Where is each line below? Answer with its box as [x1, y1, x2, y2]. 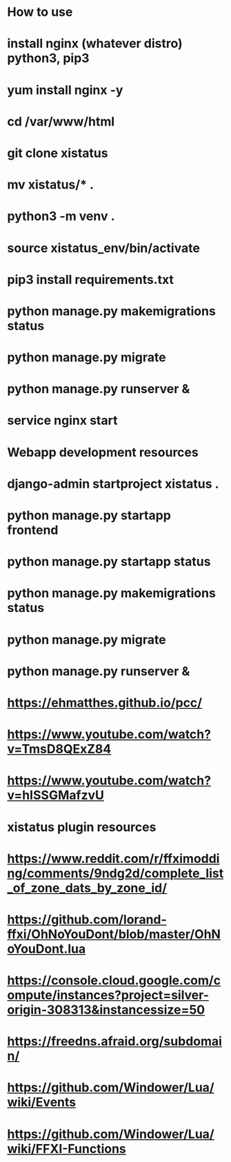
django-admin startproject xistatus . [7, 476, 219, 491]
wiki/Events [7, 1094, 77, 1110]
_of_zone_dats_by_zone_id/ [7, 880, 168, 895]
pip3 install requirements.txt [7, 272, 174, 287]
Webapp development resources [7, 444, 199, 460]
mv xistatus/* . [7, 177, 94, 193]
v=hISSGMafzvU [7, 788, 105, 803]
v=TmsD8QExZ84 [7, 741, 112, 757]
